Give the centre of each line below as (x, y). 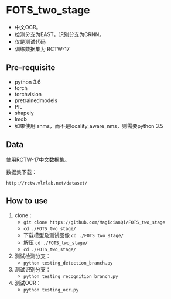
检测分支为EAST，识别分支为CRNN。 (59, 34)
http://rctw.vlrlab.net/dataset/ (47, 183)
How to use (27, 201)
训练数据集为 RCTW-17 (42, 49)
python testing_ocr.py (51, 290)
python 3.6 (28, 82)
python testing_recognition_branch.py (71, 277)
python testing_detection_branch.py (68, 263)
